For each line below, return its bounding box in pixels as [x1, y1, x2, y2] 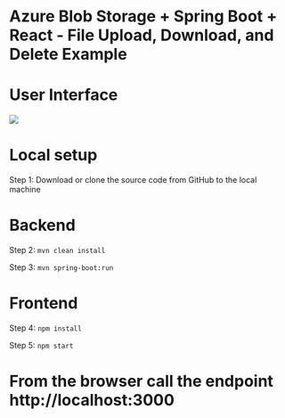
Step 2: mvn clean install [9, 245, 106, 255]
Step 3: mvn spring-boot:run [9, 262, 114, 273]
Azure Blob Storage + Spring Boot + [9, 6, 278, 27]
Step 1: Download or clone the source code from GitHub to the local [9, 175, 257, 185]
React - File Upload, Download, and [9, 25, 274, 45]
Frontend [9, 293, 78, 314]
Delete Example [9, 45, 127, 64]
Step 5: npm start [9, 340, 74, 350]
